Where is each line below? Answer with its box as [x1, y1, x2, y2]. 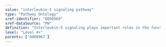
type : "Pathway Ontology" [5, 12, 58, 17]
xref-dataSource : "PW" [5, 21, 52, 26]
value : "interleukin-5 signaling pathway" [5, 7, 94, 12]
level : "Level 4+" [5, 30, 43, 35]
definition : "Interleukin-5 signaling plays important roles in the [5, 25, 149, 30]
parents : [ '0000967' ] [5, 35, 50, 40]
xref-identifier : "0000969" [5, 16, 63, 21]
